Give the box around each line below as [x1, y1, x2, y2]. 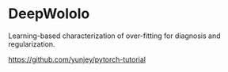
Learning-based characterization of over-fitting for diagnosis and [8, 31, 221, 40]
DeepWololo [8, 5, 90, 23]
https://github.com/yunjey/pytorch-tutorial [8, 55, 146, 64]
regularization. [8, 39, 55, 48]
